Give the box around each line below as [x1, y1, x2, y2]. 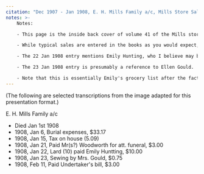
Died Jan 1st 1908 [14, 122, 59, 129]
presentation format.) [5, 98, 59, 105]
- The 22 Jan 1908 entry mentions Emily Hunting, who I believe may [16, 53, 194, 60]
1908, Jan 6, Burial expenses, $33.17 [14, 128, 106, 136]
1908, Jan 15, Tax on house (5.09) [14, 134, 99, 142]
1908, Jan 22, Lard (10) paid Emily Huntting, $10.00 [14, 147, 143, 155]
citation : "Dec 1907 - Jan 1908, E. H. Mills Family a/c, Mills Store [5, 9, 189, 15]
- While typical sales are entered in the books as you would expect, [16, 42, 200, 49]
